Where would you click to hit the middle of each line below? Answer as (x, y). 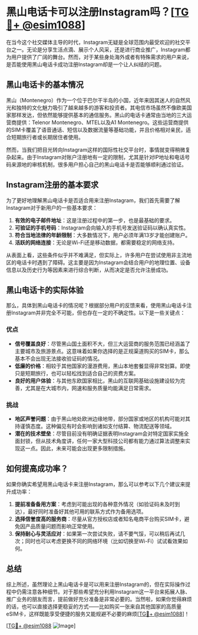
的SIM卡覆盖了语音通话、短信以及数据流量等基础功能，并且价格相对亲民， (96, 129)
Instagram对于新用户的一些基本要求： (52, 208)
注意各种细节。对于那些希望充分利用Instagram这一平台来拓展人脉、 (108, 591)
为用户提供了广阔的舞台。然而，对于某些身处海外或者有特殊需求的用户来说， (99, 57)
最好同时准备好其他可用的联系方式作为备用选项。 (87, 511)
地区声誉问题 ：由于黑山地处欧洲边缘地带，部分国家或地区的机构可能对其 (102, 419)
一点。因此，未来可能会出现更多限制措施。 (77, 448)
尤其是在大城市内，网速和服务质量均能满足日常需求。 (90, 388)
